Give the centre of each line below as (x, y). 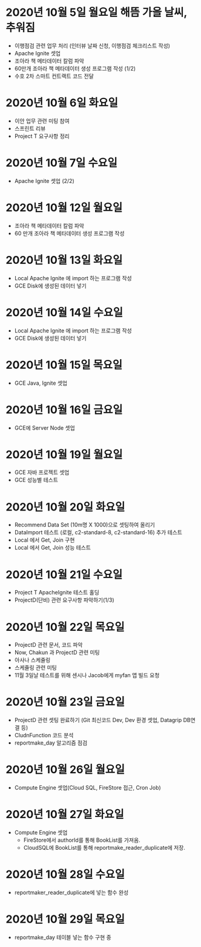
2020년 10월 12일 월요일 (64, 208)
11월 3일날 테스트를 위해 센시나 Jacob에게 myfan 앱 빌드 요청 (87, 675)
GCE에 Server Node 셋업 (44, 428)
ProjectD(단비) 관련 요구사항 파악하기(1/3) (64, 600)
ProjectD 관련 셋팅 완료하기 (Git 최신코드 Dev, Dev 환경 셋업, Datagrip (98, 720)
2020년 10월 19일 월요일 (64, 454)
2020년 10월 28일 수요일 (65, 874)
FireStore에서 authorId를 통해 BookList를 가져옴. (82, 840)
